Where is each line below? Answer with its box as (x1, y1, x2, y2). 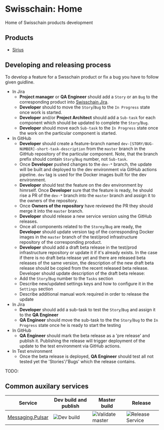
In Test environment (12, 348, 53, 354)
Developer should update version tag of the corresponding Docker (19, 229, 154, 235)
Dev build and (54, 397, 87, 404)
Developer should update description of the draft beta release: (19, 270, 145, 276)
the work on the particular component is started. (19, 130, 117, 136)
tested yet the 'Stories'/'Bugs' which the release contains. (19, 358, 136, 365)
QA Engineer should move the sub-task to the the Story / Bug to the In (19, 317, 159, 323)
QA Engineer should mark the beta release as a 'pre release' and (19, 332, 150, 338)
